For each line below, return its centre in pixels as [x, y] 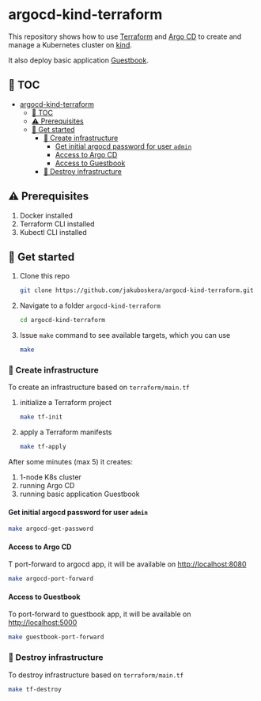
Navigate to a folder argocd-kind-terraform [90, 305]
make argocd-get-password [51, 529]
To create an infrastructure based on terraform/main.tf [99, 387]
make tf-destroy [35, 689]
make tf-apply [43, 447]
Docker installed [46, 215]
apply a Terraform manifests [66, 432]
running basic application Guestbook [79, 494]
